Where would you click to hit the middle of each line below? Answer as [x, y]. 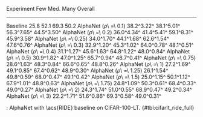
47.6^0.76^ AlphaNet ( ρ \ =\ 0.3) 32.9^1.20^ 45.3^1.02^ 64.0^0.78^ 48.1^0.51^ [100, 45]
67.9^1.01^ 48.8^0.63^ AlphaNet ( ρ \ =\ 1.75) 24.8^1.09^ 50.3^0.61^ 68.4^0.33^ [101, 83]
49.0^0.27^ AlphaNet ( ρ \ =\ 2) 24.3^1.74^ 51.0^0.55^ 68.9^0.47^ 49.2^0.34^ [99, 90]
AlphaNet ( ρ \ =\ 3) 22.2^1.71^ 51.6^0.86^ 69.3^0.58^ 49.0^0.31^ [84, 96]
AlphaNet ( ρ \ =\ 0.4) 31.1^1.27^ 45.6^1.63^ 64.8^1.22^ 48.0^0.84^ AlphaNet [98, 51]
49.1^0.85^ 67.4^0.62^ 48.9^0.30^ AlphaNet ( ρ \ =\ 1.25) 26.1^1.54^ [87, 70]
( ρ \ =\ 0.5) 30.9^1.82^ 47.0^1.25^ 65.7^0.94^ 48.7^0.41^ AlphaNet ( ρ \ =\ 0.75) [101, 58]
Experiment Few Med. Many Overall [50, 9]
